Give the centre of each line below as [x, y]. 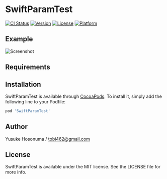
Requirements [28, 67]
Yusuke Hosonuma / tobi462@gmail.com [48, 139]
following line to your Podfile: [35, 101]
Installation [23, 84]
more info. [16, 172]
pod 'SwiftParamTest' [28, 111]
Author [16, 127]
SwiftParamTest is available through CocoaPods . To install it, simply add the [84, 96]
